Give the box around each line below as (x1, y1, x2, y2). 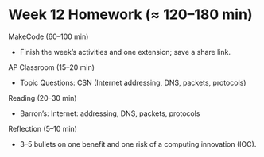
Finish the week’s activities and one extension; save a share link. (19, 47, 231, 56)
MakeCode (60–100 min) (8, 32, 89, 41)
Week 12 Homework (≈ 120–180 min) (8, 6, 253, 24)
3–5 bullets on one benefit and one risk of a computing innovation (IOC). (19, 139, 257, 148)
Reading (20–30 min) (8, 93, 77, 102)
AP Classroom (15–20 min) (8, 62, 95, 72)
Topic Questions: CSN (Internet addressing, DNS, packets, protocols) (19, 78, 247, 87)
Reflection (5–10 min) (8, 124, 78, 133)
